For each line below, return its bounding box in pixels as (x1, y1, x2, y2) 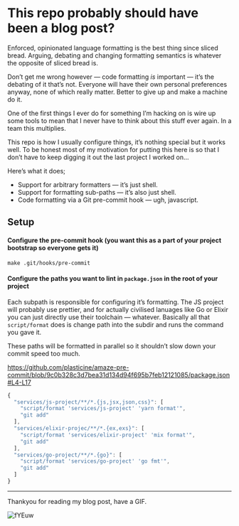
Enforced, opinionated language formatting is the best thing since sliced (7, 43, 218, 52)
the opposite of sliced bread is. (7, 58, 98, 67)
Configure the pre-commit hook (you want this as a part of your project (7, 236, 222, 245)
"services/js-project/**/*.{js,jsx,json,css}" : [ (14, 398, 164, 406)
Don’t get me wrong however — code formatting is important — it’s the (7, 73, 215, 81)
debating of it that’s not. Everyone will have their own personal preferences (7, 80, 228, 88)
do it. (7, 95, 23, 104)
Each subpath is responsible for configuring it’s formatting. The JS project (7, 297, 224, 306)
